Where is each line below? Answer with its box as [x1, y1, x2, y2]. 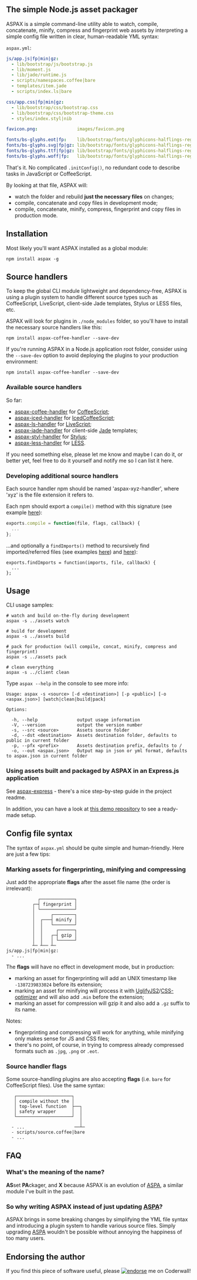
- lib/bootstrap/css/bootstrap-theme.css [11, 110, 114, 116]
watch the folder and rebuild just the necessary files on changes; [14, 193, 174, 200]
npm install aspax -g [6, 256, 59, 262]
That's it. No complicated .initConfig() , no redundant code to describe [6, 164, 180, 171]
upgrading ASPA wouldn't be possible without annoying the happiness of [6, 1228, 183, 1236]
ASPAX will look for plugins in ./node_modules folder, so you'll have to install [6, 317, 189, 325]
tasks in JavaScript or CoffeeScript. [6, 170, 92, 177]
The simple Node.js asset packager [6, 5, 138, 15]
